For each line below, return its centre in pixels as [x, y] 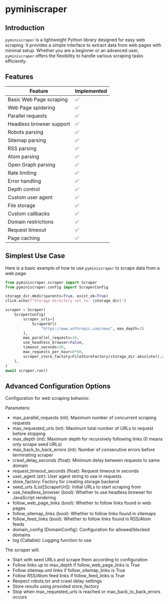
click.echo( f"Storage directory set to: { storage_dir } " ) [66, 301]
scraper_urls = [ [39, 319]
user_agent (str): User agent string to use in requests [67, 476]
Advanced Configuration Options [58, 386]
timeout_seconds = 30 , [44, 347]
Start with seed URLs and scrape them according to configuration [80, 560]
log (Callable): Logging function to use [52, 540]
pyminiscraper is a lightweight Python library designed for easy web [75, 40]
